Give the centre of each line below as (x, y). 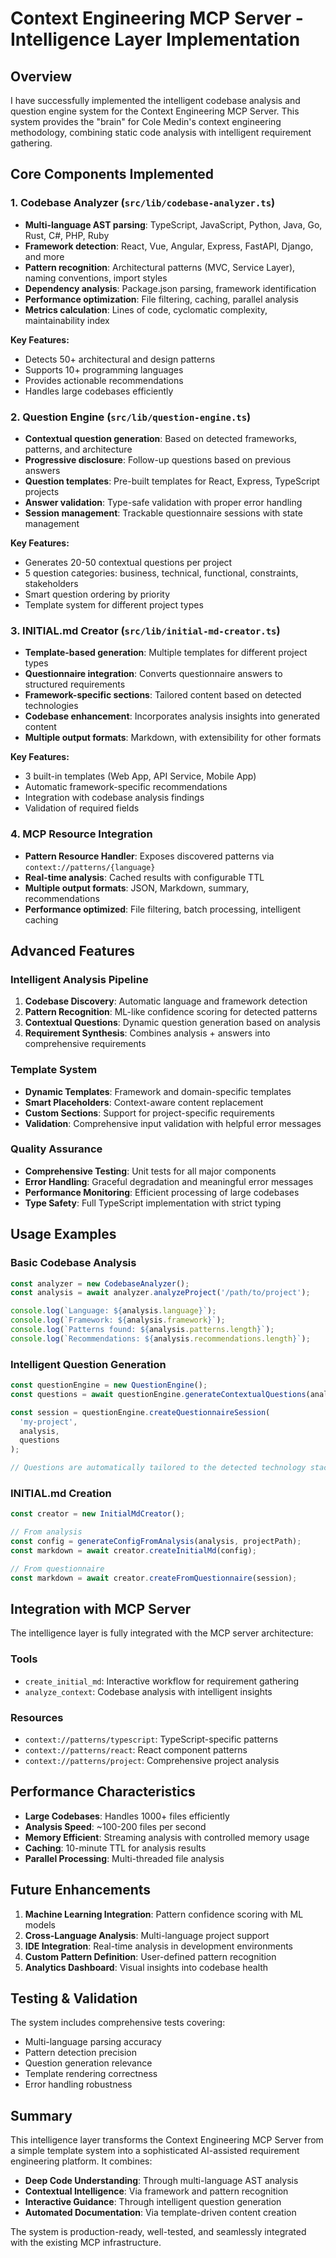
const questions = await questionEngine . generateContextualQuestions (158, 1394)
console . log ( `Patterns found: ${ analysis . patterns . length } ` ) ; (142, 1330)
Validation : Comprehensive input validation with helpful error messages (173, 1123)
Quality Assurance (56, 1149)
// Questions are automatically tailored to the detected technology (158, 1468)
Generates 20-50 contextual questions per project (128, 562)
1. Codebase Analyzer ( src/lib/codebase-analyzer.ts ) (143, 203)
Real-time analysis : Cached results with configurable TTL (144, 877)
